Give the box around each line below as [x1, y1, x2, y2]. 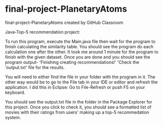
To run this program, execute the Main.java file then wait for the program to [5, 38, 156, 44]
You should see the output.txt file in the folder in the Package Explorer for [5, 99, 152, 104]
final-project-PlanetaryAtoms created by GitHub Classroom [5, 20, 124, 25]
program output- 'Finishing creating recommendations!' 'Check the [5, 59, 140, 65]
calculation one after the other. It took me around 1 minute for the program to [5, 49, 159, 55]
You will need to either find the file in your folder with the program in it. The [5, 74, 156, 80]
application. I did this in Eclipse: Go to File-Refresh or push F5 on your [5, 84, 145, 90]
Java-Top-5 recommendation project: [5, 29, 80, 35]
